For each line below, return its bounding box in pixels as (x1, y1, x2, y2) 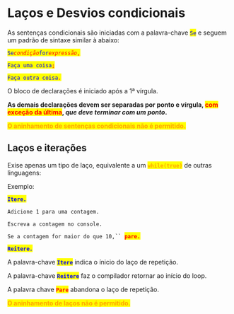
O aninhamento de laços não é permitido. (7, 298, 131, 307)
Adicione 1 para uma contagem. (7, 208, 100, 215)
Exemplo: (7, 182, 35, 190)
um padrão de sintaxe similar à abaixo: (7, 35, 120, 44)
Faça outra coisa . (7, 74, 62, 81)
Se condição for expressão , (7, 50, 81, 57)
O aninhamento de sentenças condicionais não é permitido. (7, 122, 186, 130)
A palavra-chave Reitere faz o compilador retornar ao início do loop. (7, 271, 207, 280)
